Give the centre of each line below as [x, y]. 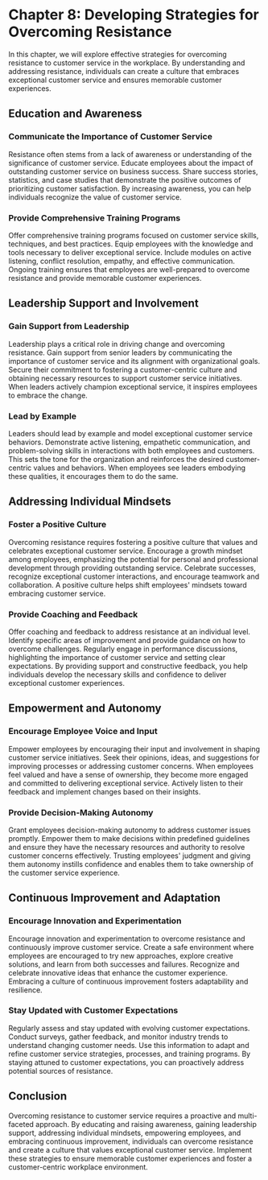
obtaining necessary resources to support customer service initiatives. [126, 378]
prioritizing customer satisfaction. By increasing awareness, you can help [130, 188]
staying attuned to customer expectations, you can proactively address [126, 1062]
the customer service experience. [64, 873]
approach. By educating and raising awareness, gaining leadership [146, 1124]
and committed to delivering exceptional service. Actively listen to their [126, 783]
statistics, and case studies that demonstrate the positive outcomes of [125, 179]
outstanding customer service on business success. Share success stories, [133, 171]
